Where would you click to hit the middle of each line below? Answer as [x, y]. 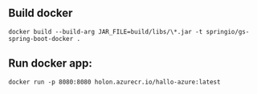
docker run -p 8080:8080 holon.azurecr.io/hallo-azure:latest [114, 82]
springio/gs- [228, 31]
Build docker [41, 13]
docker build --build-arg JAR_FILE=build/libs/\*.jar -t [106, 31]
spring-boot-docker [41, 39]
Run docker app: [50, 63]
